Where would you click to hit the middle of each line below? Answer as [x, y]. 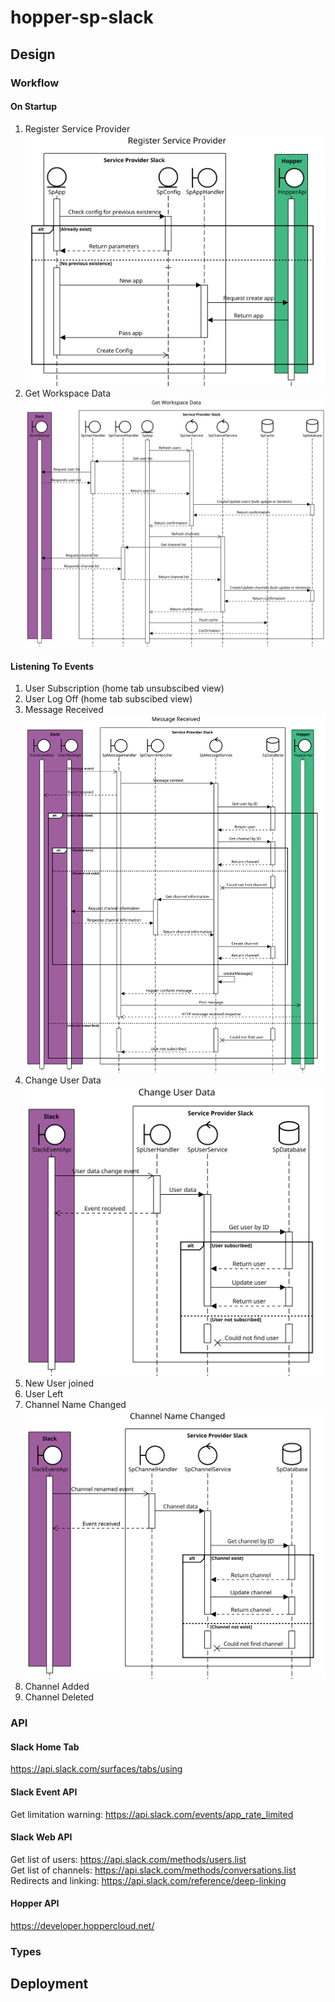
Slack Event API [44, 1792]
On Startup [33, 107]
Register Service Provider [77, 128]
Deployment [49, 1984]
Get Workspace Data [68, 393]
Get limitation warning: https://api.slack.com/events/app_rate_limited [152, 1814]
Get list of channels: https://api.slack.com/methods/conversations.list [153, 1870]
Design [33, 54]
